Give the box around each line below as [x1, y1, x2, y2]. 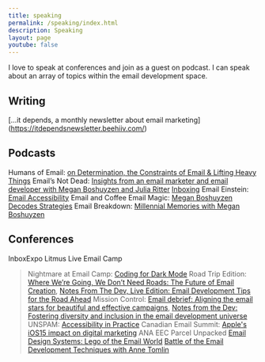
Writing [8, 94, 46, 108]
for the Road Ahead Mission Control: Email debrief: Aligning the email [27, 294, 253, 303]
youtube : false [8, 41, 59, 49]
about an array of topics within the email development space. [8, 71, 208, 81]
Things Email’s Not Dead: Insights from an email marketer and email [8, 176, 229, 185]
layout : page [8, 33, 51, 42]
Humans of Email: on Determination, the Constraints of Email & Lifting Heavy [8, 167, 257, 177]
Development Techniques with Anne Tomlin [27, 345, 170, 354]
